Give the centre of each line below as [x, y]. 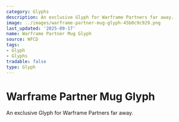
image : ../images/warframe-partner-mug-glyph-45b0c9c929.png [84, 23]
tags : [13, 45]
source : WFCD [22, 39]
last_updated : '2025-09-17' [41, 28]
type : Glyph [21, 67]
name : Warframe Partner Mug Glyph [49, 34]
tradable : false [26, 61]
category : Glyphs [28, 12]
